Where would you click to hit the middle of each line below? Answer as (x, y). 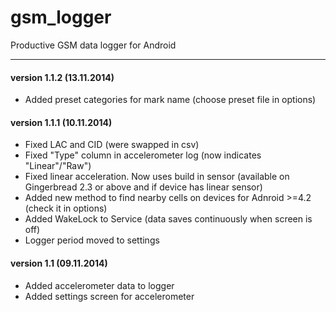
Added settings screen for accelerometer (109, 296)
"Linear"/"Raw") (58, 166)
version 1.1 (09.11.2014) (59, 263)
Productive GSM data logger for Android (93, 45)
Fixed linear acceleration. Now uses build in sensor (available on (157, 177)
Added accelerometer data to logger (99, 285)
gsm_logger (61, 17)
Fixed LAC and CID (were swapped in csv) (112, 145)
